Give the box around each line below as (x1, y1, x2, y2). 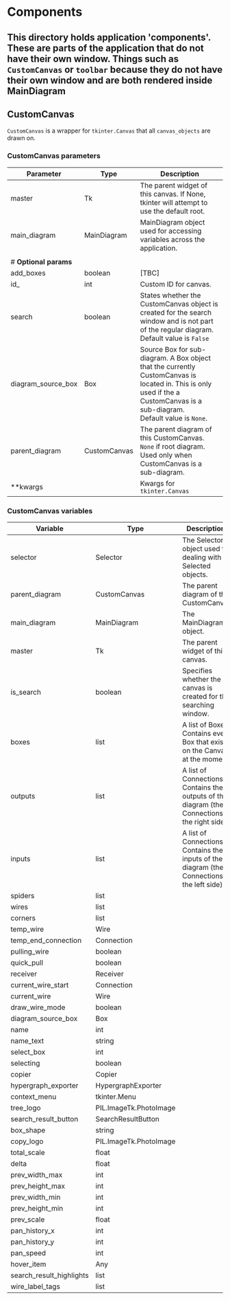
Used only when (140, 450, 193, 460)
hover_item (10, 1259, 47, 1268)
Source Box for (140, 344, 188, 354)
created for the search (140, 307, 212, 317)
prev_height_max (10, 1181, 65, 1191)
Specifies (182, 666, 213, 675)
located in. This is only (140, 379, 212, 388)
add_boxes (10, 268, 46, 278)
